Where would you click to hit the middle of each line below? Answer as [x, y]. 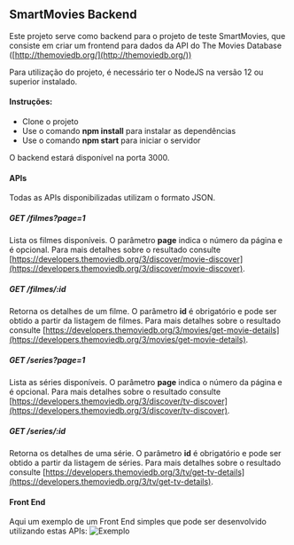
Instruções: [31, 102]
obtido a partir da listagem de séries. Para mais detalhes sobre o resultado [145, 463]
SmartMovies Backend [73, 15]
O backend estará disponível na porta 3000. [89, 158]
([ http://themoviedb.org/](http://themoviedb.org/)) [101, 55]
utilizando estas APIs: [48, 531]
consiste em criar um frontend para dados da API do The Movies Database [145, 45]
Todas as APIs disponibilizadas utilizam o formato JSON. [112, 198]
